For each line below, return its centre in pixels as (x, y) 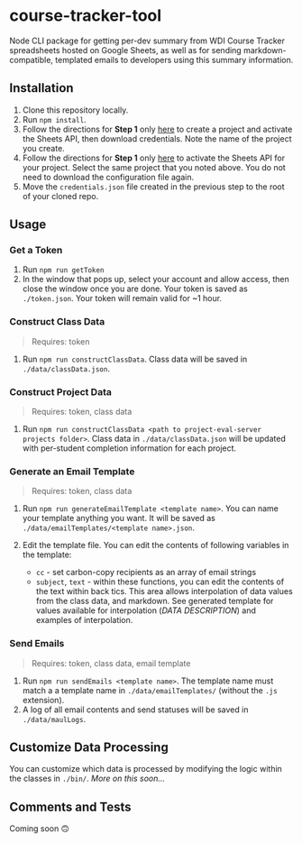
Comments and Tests (71, 806)
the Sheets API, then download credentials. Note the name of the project (157, 138)
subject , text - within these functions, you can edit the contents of (160, 582)
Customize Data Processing (89, 748)
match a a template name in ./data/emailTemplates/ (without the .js (150, 690)
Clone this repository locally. (75, 110)
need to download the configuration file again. (108, 177)
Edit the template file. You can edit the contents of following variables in (156, 545)
